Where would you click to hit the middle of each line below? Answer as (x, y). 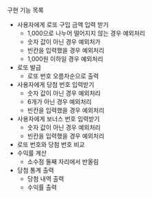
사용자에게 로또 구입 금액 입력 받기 (63, 25)
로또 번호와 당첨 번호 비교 (51, 145)
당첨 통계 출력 (35, 170)
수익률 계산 (32, 153)
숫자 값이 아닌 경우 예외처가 (64, 42)
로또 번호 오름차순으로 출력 (63, 76)
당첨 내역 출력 (46, 179)
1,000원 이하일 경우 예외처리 (65, 59)
